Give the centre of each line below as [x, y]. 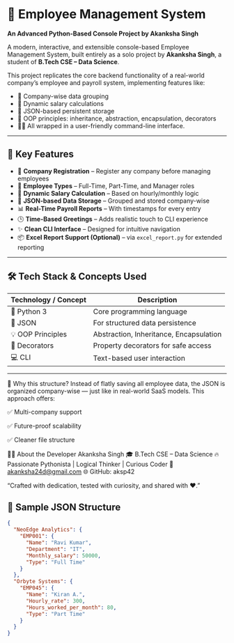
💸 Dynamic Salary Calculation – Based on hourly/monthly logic [108, 193]
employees [33, 178]
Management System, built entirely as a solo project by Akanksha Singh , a [115, 54]
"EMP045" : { [37, 588]
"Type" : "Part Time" [55, 614]
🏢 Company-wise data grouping [63, 96]
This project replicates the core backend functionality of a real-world [106, 75]
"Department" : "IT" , [55, 549]
